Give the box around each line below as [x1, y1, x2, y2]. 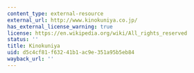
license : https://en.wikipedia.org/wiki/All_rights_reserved [7, 29, 188, 37]
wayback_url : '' [7, 56, 54, 63]
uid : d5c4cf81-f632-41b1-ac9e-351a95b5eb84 [7, 49, 135, 56]
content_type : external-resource [7, 10, 104, 17]
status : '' [7, 36, 39, 43]
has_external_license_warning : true [7, 23, 113, 30]
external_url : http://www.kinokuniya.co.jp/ [7, 17, 138, 24]
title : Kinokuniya [7, 42, 60, 49]
